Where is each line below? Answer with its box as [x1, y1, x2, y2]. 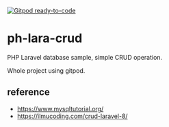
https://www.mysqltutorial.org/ [16, 104, 104, 113]
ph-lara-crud [7, 31, 83, 46]
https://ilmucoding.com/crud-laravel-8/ [16, 112, 128, 120]
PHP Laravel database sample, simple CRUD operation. [7, 53, 163, 61]
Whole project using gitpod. [7, 66, 86, 75]
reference [7, 86, 50, 98]
